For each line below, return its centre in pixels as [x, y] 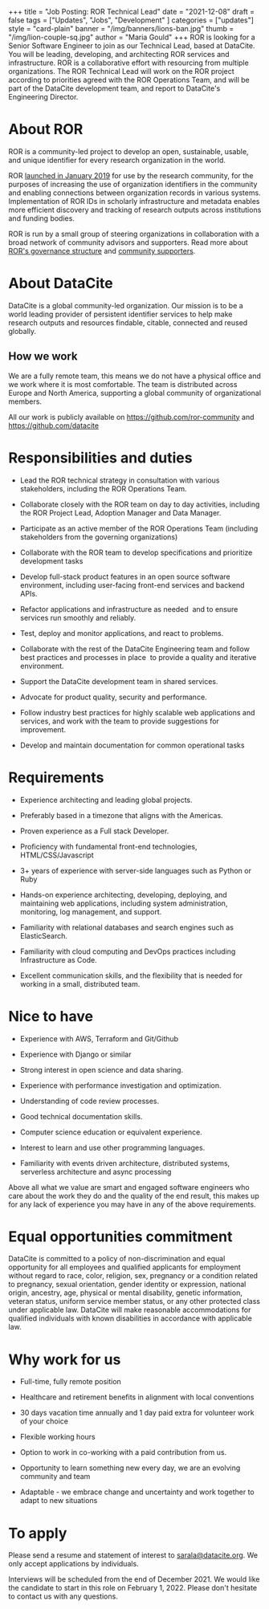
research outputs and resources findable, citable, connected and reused [128, 322]
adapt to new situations [59, 1501]
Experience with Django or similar [75, 1054]
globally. [22, 331]
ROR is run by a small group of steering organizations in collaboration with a [134, 234]
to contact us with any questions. [63, 1596]
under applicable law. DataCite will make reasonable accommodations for [130, 1310]
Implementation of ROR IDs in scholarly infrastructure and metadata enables [134, 201]
